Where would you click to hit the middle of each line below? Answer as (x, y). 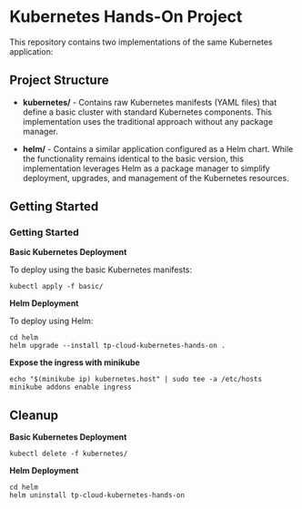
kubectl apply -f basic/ (56, 287)
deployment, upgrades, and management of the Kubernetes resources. (156, 178)
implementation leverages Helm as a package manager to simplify (146, 168)
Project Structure (59, 81)
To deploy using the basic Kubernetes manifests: (101, 270)
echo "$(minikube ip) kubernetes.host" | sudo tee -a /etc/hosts (136, 380)
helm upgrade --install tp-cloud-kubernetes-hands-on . (117, 346)
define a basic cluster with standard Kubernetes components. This (147, 112)
